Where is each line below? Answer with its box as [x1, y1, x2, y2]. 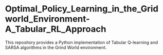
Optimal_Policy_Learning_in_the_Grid [5, 3, 159, 14]
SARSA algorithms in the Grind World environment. [5, 44, 107, 50]
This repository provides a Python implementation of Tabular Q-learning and [5, 39, 158, 45]
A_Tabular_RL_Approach [5, 24, 107, 34]
